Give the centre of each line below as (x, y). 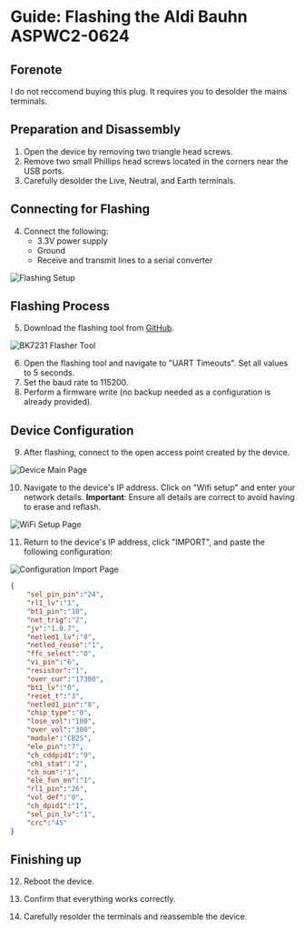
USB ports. (44, 171)
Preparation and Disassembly (95, 130)
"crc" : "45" (47, 823)
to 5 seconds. (49, 373)
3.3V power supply (72, 240)
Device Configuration (72, 430)
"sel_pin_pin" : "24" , (65, 595)
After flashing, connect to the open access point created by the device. (157, 453)
